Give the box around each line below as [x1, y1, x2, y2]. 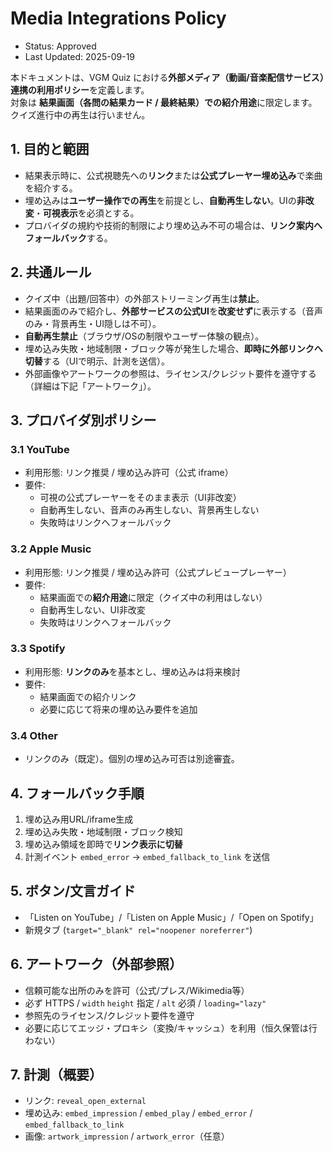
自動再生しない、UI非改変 [39, 603, 146, 616]
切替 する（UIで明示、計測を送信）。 [24, 355, 170, 367]
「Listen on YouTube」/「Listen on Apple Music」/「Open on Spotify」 [24, 911, 319, 923]
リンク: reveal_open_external [24, 1095, 147, 1107]
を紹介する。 [24, 182, 78, 194]
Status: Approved [24, 40, 97, 52]
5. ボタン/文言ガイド [10, 883, 137, 900]
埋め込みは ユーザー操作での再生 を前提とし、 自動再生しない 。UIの [24, 194, 297, 206]
